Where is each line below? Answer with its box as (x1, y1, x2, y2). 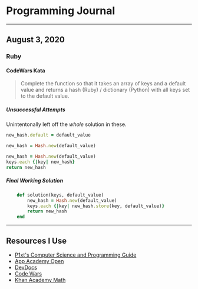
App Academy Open (14, 257, 64, 264)
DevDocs (14, 264, 37, 271)
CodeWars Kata (6, 67, 45, 74)
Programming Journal (6, 4, 115, 18)
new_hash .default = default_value (6, 132, 91, 138)
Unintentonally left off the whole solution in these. (6, 121, 127, 128)
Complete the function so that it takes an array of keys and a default (20, 80, 186, 87)
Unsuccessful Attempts (6, 106, 66, 113)
